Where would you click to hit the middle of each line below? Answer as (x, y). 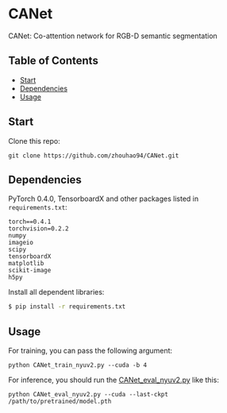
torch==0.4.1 (30, 222)
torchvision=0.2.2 (38, 229)
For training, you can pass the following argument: (90, 351)
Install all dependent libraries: (56, 292)
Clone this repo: (35, 141)
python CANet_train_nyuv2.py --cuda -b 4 (78, 365)
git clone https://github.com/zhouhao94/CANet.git (94, 156)
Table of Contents (54, 61)
